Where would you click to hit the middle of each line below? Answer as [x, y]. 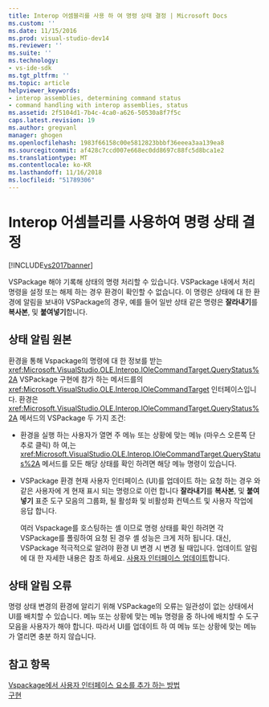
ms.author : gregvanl [43, 128]
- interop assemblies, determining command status [95, 98]
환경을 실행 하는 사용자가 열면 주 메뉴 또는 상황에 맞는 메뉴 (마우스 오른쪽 [133, 435]
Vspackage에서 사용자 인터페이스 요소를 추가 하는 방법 [94, 685]
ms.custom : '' [32, 23]
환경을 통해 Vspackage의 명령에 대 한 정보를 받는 [86, 360]
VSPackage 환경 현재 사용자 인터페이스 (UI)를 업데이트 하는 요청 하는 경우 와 [140, 480]
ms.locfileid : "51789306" [51, 180]
